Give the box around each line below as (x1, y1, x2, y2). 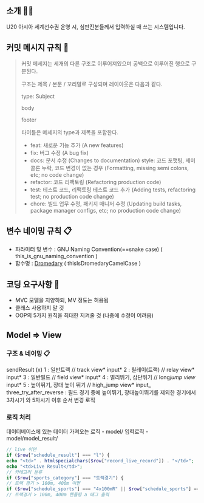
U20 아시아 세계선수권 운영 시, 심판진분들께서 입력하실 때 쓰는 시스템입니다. (6, 23, 185, 30)
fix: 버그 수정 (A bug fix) (30, 149, 89, 156)
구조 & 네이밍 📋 (6, 349, 50, 357)
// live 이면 (6, 447, 37, 453)
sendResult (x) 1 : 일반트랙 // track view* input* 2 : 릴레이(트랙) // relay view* (6, 366, 195, 373)
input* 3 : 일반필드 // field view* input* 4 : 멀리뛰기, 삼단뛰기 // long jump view (6, 373, 195, 381)
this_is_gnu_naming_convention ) (15, 253, 98, 260)
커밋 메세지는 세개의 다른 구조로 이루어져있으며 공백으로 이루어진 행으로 (21, 60, 190, 67)
